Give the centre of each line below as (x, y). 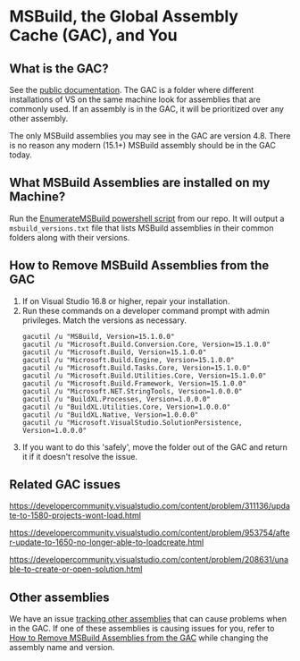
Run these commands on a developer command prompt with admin (146, 310)
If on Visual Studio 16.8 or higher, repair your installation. (126, 301)
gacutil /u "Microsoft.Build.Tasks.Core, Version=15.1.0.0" (136, 368)
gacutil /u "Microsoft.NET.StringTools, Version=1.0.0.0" (132, 391)
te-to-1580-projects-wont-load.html (75, 515)
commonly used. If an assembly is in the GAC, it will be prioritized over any (146, 109)
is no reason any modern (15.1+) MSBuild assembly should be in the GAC (143, 145)
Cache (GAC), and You (93, 35)
